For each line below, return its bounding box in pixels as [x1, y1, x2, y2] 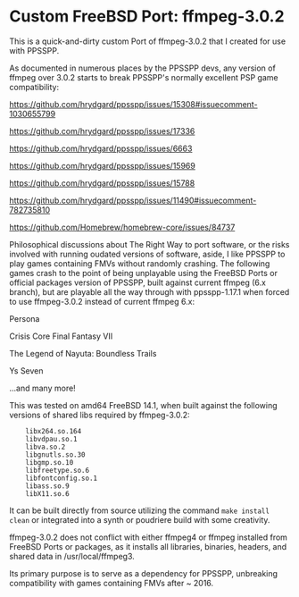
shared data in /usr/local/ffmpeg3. [9, 551, 136, 561]
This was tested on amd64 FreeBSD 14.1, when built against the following [9, 399, 278, 410]
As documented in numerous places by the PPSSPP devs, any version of [9, 63, 277, 73]
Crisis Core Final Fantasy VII [9, 331, 113, 341]
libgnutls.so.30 [25, 450, 87, 459]
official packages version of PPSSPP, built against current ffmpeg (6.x [9, 277, 266, 288]
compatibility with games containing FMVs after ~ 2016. [9, 577, 214, 588]
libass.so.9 [25, 481, 70, 491]
